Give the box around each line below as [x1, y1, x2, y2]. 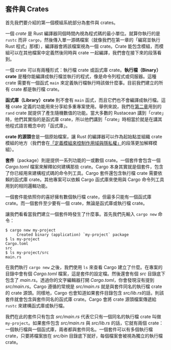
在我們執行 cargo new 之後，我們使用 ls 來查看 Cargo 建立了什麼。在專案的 [5, 264, 163, 270]
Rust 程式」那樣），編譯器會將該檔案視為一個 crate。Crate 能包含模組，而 [5, 43, 159, 49]
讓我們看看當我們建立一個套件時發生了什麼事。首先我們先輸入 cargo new [5, 211, 157, 217]
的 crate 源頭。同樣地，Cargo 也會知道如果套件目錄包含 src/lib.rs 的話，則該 [5, 290, 164, 296]
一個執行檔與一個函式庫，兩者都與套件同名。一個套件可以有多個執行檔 [5, 326, 153, 332]
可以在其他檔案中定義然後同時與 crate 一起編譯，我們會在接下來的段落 [9, 49, 157, 55]
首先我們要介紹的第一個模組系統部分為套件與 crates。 [5, 19, 118, 26]
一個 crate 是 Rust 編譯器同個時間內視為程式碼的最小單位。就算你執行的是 [5, 30, 161, 36]
